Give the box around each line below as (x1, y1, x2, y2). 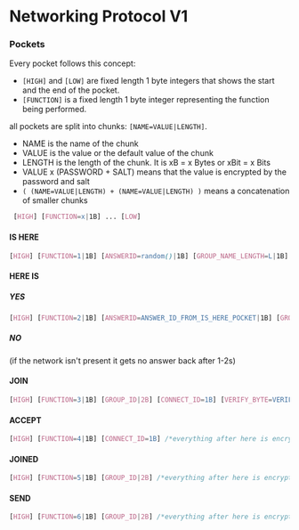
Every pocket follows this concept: (9, 58, 136, 69)
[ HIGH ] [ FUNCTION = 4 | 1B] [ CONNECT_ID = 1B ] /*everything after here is (9, 435, 269, 444)
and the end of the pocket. (21, 85, 120, 95)
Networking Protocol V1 (9, 6, 189, 27)
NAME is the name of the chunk (21, 138, 140, 149)
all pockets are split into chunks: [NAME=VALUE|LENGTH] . (9, 121, 207, 132)
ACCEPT (9, 414, 42, 425)
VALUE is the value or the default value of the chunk (21, 148, 214, 159)
